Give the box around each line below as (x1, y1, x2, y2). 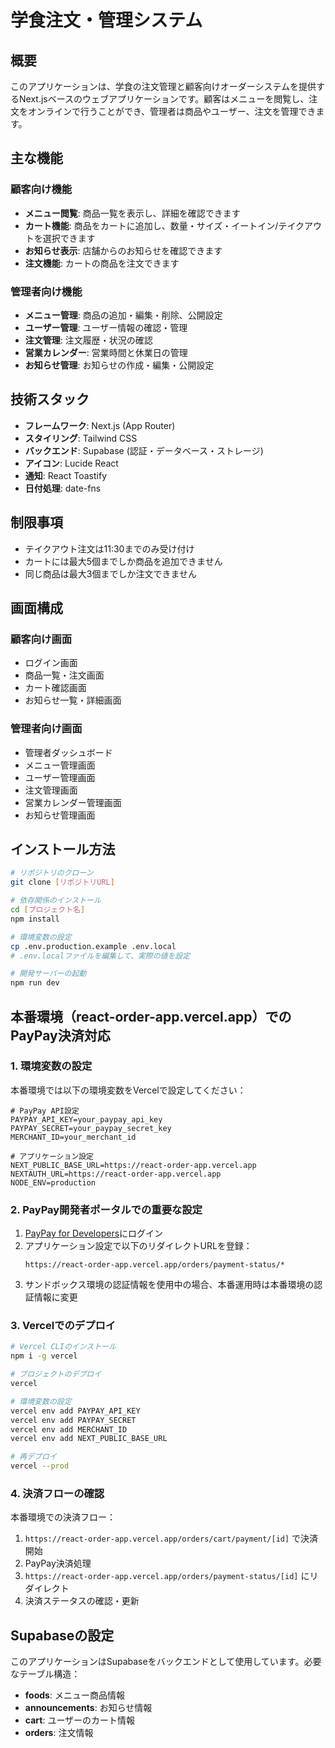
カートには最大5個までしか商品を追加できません (24, 555, 223, 567)
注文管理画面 (24, 784, 78, 796)
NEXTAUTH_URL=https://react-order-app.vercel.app (10, 1169, 222, 1179)
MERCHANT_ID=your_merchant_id (10, 1132, 137, 1142)
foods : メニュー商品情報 (24, 1689, 125, 1701)
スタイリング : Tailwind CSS (24, 432, 138, 444)
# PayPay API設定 (10, 1106, 80, 1116)
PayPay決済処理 (24, 1557, 92, 1570)
